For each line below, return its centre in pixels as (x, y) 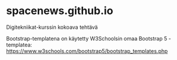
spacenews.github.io (60, 11)
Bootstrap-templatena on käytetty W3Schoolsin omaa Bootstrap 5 (87, 38)
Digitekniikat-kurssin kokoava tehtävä (52, 27)
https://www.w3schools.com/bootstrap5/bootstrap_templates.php (87, 51)
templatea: (19, 45)
